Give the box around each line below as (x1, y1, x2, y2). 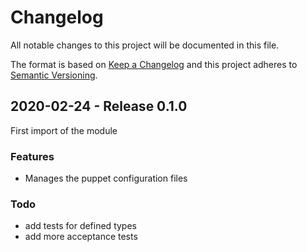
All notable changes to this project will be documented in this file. (10, 39, 280, 51)
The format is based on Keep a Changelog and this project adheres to (10, 58, 298, 70)
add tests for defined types (24, 220, 137, 232)
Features (10, 149, 55, 163)
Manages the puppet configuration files (24, 172, 188, 185)
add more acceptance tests (24, 231, 138, 243)
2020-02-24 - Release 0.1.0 (10, 98, 188, 115)
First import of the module (10, 124, 118, 136)
